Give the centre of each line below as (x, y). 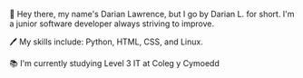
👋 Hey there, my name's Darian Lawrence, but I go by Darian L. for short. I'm (152, 14)
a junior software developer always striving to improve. (112, 24)
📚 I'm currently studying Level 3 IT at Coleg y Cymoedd (114, 63)
